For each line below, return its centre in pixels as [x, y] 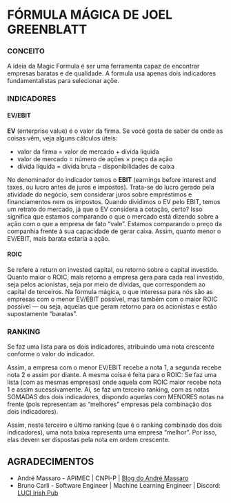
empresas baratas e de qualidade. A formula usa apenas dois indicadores [112, 73]
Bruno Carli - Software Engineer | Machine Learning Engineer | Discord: [119, 485]
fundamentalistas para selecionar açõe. [63, 81]
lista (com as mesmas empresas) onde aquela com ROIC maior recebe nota [114, 382]
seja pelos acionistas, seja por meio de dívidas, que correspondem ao [106, 284]
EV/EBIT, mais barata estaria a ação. [59, 238]
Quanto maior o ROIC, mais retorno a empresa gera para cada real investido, [116, 277]
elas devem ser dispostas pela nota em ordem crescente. [89, 440]
